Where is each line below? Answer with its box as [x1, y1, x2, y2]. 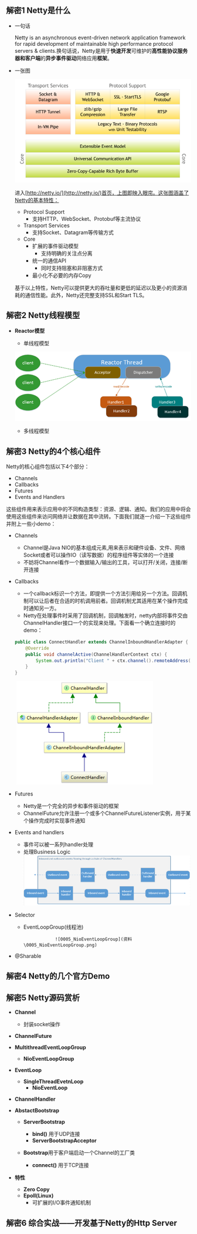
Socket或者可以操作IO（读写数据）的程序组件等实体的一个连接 [23, 551, 174, 558]
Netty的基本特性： [14, 197, 59, 204]
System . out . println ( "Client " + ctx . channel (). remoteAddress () [36, 658, 193, 663]
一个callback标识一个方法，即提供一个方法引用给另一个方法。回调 [23, 589, 183, 597]
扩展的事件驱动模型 [32, 242, 79, 250]
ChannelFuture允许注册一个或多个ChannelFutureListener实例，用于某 [23, 810, 191, 817]
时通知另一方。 [23, 604, 60, 612]
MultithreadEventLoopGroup [14, 1044, 86, 1051]
